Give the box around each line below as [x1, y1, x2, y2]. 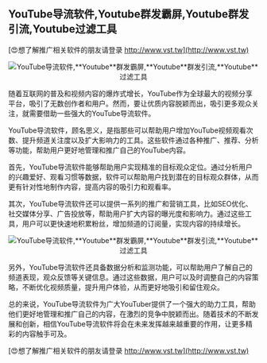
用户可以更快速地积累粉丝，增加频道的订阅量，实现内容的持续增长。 [21, 218, 245, 228]
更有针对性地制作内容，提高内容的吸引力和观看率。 [8, 182, 176, 191]
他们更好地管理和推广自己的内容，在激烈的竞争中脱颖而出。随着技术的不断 [8, 309, 252, 319]
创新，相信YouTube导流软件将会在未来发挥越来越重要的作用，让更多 [21, 319, 246, 328]
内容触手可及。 [21, 329, 72, 338]
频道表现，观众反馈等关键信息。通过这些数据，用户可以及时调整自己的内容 [8, 272, 252, 282]
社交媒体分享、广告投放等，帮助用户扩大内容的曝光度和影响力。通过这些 [8, 209, 245, 218]
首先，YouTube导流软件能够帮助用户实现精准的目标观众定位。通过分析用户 [8, 162, 253, 172]
